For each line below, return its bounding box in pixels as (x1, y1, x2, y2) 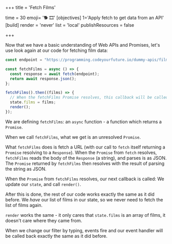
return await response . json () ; (10, 76, 77, 81)
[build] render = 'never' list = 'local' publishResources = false (5, 22, 135, 28)
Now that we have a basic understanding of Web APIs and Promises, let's (5, 42, 160, 48)
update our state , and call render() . (5, 181, 81, 187)
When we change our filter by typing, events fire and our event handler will (5, 227, 163, 233)
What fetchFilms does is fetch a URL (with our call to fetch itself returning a (5, 144, 165, 150)
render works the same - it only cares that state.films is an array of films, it (5, 212, 166, 218)
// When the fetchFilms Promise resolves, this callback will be (10, 95, 153, 100)
